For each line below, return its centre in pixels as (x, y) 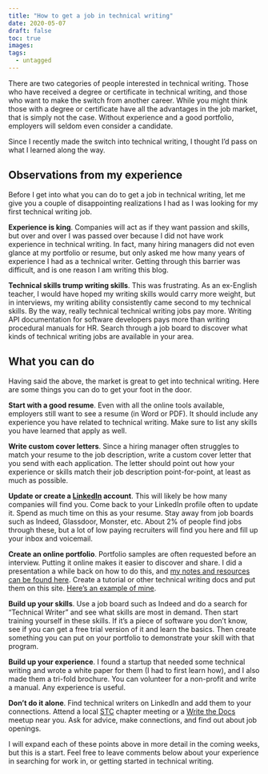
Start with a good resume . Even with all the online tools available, (117, 405)
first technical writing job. (50, 211)
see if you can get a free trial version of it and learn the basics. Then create (132, 629)
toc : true (25, 38)
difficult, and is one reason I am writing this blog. (89, 269)
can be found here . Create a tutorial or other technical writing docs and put (132, 579)
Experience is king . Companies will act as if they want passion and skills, (129, 227)
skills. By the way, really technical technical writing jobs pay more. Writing (130, 310)
